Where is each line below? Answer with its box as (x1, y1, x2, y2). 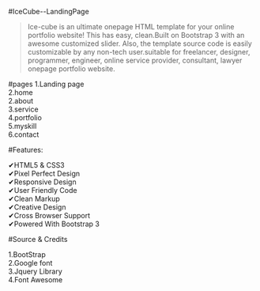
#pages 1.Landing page (8, 79, 85, 89)
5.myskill (8, 122, 37, 130)
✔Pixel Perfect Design (8, 169, 81, 178)
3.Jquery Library (8, 266, 63, 276)
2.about (8, 96, 34, 105)
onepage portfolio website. (27, 64, 116, 74)
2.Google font (8, 259, 53, 267)
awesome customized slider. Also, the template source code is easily (27, 39, 253, 48)
